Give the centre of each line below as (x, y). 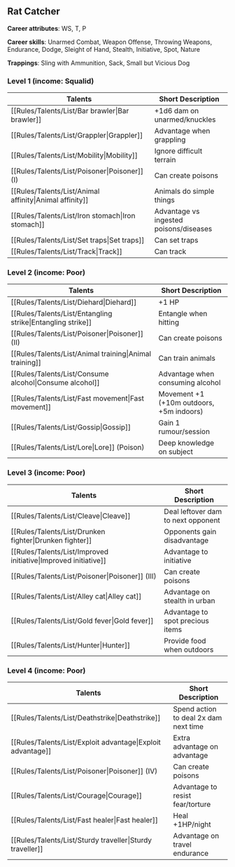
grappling (170, 140)
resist (182, 795)
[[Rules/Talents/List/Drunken (58, 531)
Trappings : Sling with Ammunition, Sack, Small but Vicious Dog (99, 63)
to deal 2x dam (198, 718)
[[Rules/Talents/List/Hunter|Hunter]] (71, 645)
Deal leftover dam (193, 511)
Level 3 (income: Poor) (47, 473)
